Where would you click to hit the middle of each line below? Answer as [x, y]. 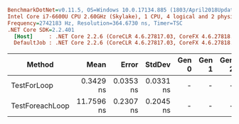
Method [40, 64]
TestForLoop [32, 86]
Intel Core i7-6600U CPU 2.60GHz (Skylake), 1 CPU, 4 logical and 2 [111, 16]
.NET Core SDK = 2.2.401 [41, 30]
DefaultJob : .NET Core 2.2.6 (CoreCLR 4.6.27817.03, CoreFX [106, 43]
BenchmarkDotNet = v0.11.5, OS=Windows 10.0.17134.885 [87, 10]
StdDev [158, 64]
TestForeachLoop [40, 106]
